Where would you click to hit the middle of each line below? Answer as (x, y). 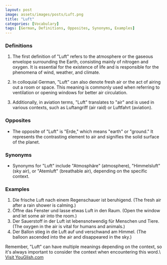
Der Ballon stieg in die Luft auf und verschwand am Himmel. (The (79, 232)
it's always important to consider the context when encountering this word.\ (83, 252)
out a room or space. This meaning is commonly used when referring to (86, 87)
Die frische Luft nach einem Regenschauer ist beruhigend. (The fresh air (87, 200)
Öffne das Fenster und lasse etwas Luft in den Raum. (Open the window (86, 211)
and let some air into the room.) (45, 216)
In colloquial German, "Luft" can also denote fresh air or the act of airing (86, 82)
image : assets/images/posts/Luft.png (44, 14)
